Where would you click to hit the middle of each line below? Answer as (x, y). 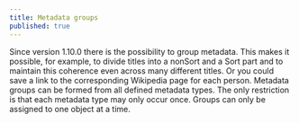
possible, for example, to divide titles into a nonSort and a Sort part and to (146, 61)
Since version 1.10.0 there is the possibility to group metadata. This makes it (149, 51)
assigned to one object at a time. (70, 109)
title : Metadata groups (54, 18)
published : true (40, 26)
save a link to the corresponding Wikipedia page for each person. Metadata (149, 80)
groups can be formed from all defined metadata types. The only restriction (149, 90)
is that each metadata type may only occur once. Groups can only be (137, 99)
